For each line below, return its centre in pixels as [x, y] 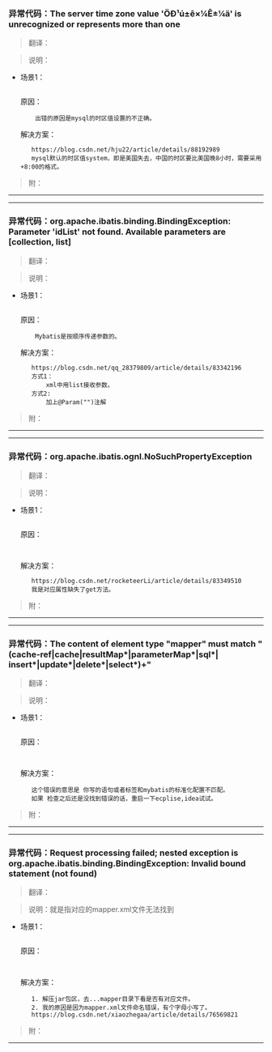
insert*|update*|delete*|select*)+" [80, 664]
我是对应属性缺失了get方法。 [73, 590]
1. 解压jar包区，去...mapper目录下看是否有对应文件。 [113, 999]
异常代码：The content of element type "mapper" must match [132, 644]
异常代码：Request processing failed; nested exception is [123, 853]
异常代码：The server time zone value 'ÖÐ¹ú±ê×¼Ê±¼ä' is [125, 13]
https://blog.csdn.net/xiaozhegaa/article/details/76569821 [135, 1015]
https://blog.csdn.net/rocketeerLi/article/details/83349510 [136, 581]
